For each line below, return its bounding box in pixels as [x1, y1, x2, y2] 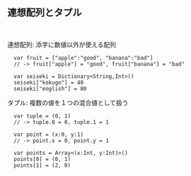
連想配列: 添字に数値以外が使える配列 [7, 40, 117, 49]
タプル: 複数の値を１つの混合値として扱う [7, 98, 129, 107]
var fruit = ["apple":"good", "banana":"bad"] [13, 54, 154, 61]
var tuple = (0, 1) [13, 112, 71, 120]
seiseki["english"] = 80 [13, 85, 87, 92]
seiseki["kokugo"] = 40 [13, 79, 83, 86]
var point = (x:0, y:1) [13, 131, 83, 138]
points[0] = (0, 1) [13, 156, 71, 163]
